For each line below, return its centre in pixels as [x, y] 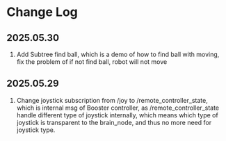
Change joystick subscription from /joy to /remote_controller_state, [112, 100]
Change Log [42, 12]
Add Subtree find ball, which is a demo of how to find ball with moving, [118, 54]
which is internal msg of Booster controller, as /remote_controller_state [118, 108]
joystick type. [36, 130]
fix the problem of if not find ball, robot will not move [92, 62]
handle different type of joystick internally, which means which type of [117, 115]
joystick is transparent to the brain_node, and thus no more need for [114, 122]
